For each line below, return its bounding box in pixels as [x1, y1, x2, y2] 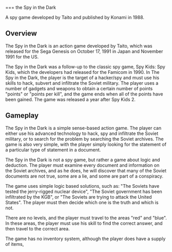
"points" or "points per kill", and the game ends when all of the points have [5, 91, 163, 97]
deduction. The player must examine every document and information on [5, 162, 160, 168]
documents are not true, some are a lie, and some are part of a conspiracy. [5, 173, 163, 179]
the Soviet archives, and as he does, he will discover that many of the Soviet [5, 167, 167, 173]
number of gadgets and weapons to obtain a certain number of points [5, 85, 153, 91]
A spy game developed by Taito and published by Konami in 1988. [5, 14, 145, 20]
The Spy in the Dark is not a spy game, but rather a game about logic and [5, 157, 160, 163]
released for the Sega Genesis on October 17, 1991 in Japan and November [5, 48, 163, 54]
